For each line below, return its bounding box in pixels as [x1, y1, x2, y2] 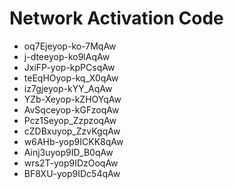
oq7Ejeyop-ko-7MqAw [23, 40, 117, 52]
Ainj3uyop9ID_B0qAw [23, 146, 114, 158]
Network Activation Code [9, 7, 224, 30]
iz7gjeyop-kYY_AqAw [23, 82, 113, 94]
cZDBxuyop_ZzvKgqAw [23, 125, 121, 137]
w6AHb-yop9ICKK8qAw [23, 135, 124, 147]
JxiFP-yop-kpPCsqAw [23, 61, 116, 73]
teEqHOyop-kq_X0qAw [23, 72, 119, 84]
